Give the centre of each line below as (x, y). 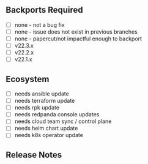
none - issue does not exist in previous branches (76, 32)
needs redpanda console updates (57, 114)
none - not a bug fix (39, 24)
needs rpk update (37, 108)
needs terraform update (45, 101)
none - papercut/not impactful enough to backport (78, 39)
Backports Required (44, 10)
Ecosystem (28, 79)
